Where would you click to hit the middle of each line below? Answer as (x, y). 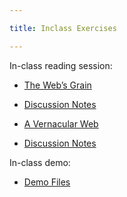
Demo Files (47, 182)
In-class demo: (40, 162)
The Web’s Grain (57, 85)
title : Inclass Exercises (63, 28)
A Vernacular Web (61, 123)
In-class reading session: (61, 65)
